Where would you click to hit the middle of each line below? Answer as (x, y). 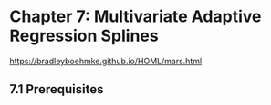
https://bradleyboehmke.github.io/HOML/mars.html (106, 61)
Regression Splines (84, 36)
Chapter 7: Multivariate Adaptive (135, 17)
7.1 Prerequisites (57, 89)
